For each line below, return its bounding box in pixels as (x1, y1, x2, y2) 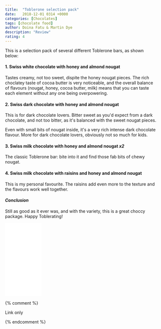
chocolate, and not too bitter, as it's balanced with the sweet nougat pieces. (5, 117, 157, 123)
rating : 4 (5, 35, 25, 39)
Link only (5, 310, 23, 315)
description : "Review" (5, 30, 51, 35)
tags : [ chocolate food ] (5, 20, 53, 26)
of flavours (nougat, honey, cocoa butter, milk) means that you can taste (5, 85, 149, 91)
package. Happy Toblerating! (5, 213, 63, 219)
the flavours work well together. (5, 186, 68, 192)
